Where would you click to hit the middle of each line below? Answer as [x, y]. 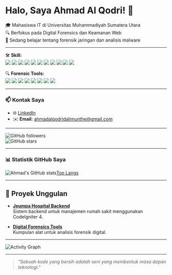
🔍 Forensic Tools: [25, 73]
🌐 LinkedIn [24, 113]
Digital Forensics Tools [37, 227]
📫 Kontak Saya [25, 100]
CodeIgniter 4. [28, 217]
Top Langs [67, 173]
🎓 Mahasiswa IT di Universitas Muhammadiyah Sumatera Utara [73, 25]
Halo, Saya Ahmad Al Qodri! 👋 [70, 11]
